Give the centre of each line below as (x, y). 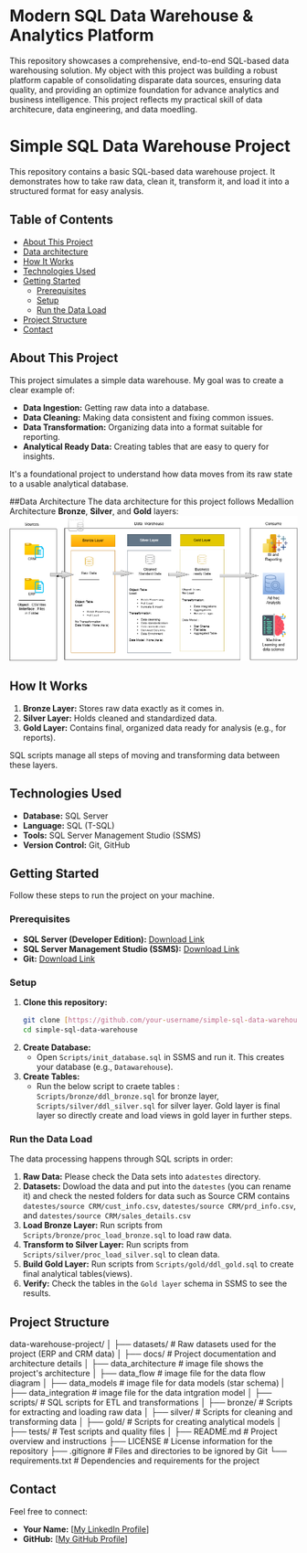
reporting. (42, 436)
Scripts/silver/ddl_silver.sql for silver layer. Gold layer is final (158, 1105)
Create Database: (57, 1047)
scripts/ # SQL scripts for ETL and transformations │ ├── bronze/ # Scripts (151, 1402)
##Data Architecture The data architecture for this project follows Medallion (152, 501)
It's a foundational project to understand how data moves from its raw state (151, 474)
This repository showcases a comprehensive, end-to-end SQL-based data (149, 60)
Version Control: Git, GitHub (76, 845)
